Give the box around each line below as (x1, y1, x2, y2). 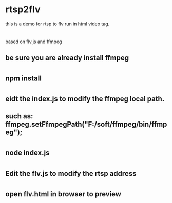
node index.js (5, 149, 50, 157)
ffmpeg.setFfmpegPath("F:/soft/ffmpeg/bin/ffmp (5, 120, 167, 129)
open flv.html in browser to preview (5, 190, 122, 198)
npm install (5, 74, 42, 83)
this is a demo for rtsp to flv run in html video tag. (5, 21, 110, 27)
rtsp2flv (5, 4, 41, 15)
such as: (5, 112, 33, 121)
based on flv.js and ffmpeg (5, 38, 62, 45)
